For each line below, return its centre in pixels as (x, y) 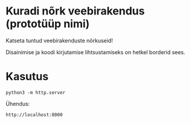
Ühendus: (18, 104)
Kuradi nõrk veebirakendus (75, 11)
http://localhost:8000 (34, 115)
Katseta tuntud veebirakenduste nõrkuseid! (59, 40)
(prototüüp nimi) (48, 24)
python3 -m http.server (36, 92)
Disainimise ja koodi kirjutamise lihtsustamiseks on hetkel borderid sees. (95, 52)
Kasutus (27, 77)
